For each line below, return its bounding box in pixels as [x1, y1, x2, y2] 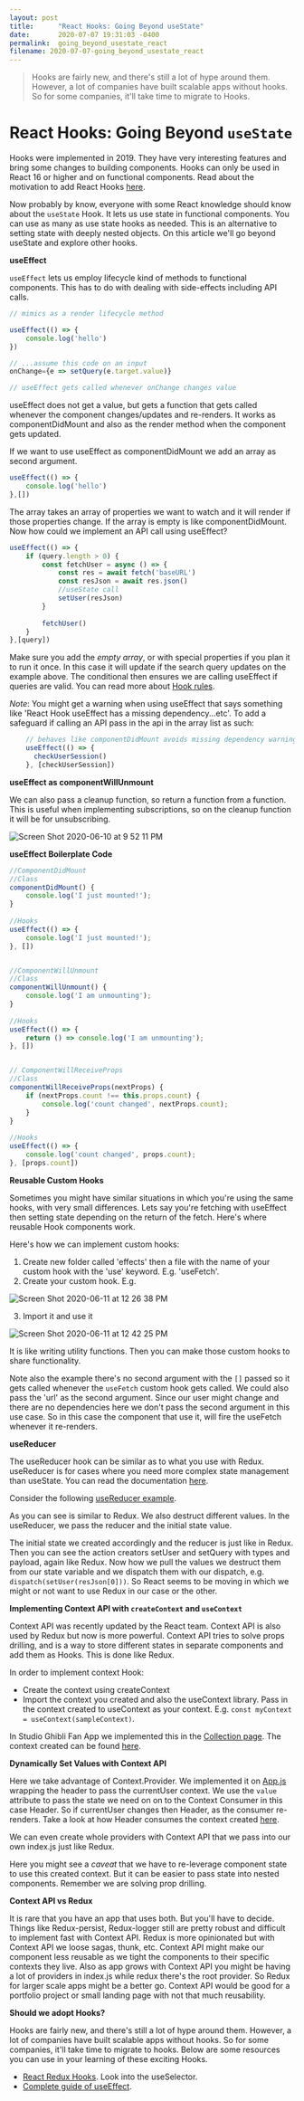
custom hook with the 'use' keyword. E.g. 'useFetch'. [22, 1266, 220, 1277]
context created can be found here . [9, 1740, 142, 1751]
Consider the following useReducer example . [9, 1492, 177, 1503]
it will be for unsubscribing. [9, 813, 111, 824]
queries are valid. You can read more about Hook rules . [9, 680, 215, 692]
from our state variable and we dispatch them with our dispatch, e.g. [9, 1566, 265, 1577]
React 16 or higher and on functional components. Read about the [9, 172, 255, 183]
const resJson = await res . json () [57, 576, 188, 586]
